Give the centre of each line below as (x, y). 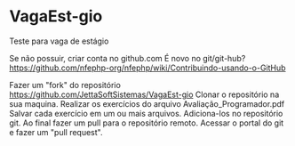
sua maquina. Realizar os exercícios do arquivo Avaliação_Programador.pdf (147, 103)
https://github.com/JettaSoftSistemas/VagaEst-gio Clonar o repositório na (144, 94)
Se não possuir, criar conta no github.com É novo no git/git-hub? (128, 58)
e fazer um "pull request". (56, 132)
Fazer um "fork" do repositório (65, 85)
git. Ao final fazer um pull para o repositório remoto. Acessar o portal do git (147, 123)
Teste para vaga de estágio (59, 41)
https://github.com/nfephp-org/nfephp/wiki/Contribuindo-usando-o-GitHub (147, 68)
